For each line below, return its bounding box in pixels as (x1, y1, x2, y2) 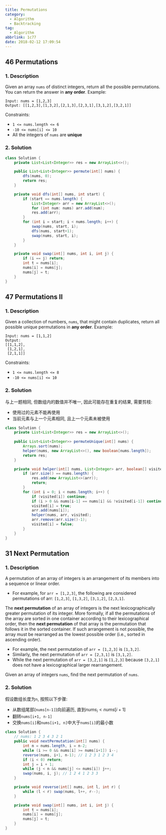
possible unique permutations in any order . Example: (5, 324, 113, 330)
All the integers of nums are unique (12, 132, 83, 138)
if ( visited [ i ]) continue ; (31, 494, 87, 499)
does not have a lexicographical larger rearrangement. (12, 662, 124, 668)
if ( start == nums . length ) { (23, 196, 83, 201)
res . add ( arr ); (31, 210, 61, 215)
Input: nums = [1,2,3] (5, 99, 52, 104)
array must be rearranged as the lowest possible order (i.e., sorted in (5, 631, 145, 637)
